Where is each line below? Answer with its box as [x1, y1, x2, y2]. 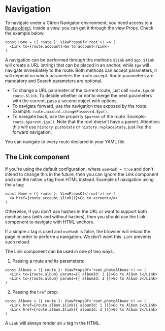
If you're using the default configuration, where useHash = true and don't [5, 166, 154, 172]
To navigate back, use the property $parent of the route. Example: [12, 113, 146, 119]
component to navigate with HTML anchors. [5, 219, 95, 225]
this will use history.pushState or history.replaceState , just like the [12, 124, 151, 130]
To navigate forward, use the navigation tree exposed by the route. [12, 103, 148, 109]
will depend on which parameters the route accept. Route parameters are [5, 72, 154, 78]
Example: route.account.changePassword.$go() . [12, 108, 109, 114]
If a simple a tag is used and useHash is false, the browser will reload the [5, 228, 151, 234]
